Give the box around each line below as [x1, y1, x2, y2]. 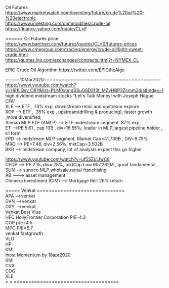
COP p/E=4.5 [5, 220, 33, 225]
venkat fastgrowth [5, 230, 43, 236]
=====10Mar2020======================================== [5, 77, 161, 82]
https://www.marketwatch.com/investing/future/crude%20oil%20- [5, 10, 145, 16]
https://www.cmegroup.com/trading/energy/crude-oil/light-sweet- [5, 46, 144, 52]
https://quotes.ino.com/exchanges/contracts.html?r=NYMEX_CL [5, 57, 139, 63]
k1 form [5, 130, 21, 136]
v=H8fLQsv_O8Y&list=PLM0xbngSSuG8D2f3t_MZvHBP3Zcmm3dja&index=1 [5, 87, 164, 93]
